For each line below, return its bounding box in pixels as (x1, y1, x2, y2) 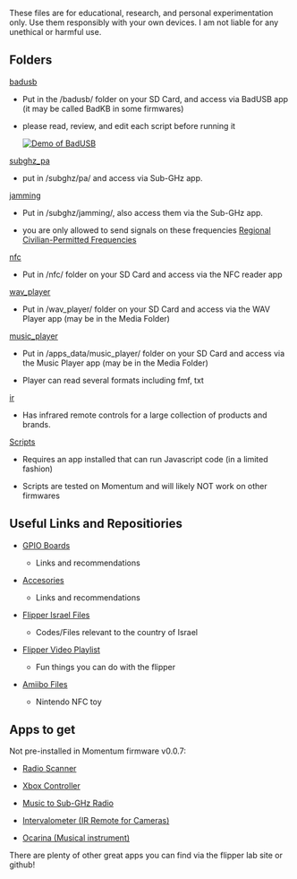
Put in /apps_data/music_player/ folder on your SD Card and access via (21, 348, 285, 358)
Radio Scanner (21, 763, 77, 774)
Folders (9, 53, 53, 68)
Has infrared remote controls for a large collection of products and (21, 409, 267, 420)
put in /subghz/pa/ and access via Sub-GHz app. (21, 172, 203, 183)
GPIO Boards (21, 539, 71, 550)
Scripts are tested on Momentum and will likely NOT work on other (21, 480, 268, 491)
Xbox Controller (21, 780, 81, 791)
